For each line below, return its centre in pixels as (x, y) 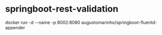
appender (15, 27)
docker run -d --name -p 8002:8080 (43, 22)
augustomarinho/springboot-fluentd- (119, 22)
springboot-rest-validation (62, 9)
